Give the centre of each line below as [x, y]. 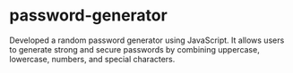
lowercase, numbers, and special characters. [92, 59]
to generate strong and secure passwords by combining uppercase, [134, 49]
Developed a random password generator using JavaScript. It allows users [147, 40]
